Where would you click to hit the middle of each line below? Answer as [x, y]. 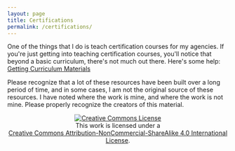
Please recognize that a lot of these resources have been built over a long [114, 82]
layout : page [26, 14]
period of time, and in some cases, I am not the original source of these [110, 90]
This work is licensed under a [118, 126]
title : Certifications [40, 20]
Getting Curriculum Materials [49, 69]
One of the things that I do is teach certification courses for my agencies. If [116, 47]
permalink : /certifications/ [50, 27]
